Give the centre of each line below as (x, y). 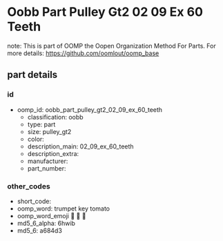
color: (36, 139)
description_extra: (53, 153)
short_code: (34, 201)
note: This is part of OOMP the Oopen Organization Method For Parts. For (111, 46)
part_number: (47, 168)
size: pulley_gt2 (49, 131)
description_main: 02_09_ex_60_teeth (80, 146)
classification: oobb (56, 117)
